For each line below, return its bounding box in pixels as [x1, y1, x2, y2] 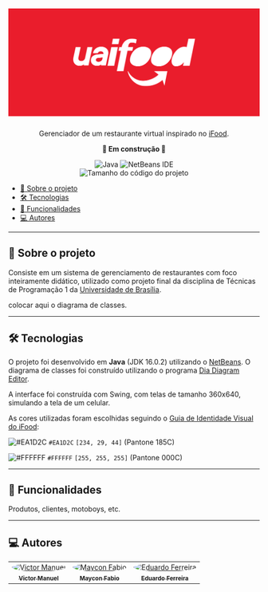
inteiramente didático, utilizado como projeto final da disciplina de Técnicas [8, 276, 257, 286]
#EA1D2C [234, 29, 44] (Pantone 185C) [48, 437, 175, 447]
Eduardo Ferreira [140, 574, 189, 582]
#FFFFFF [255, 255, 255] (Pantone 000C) [47, 452, 183, 462]
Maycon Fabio [79, 574, 120, 582]
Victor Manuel [18, 574, 59, 582]
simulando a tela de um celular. [8, 397, 111, 407]
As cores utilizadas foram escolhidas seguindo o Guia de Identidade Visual [8, 413, 254, 423]
